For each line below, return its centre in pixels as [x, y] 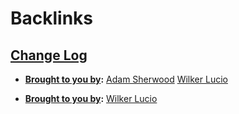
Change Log [49, 55]
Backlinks [52, 18]
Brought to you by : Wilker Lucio [91, 98]
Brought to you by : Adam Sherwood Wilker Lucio [126, 79]
